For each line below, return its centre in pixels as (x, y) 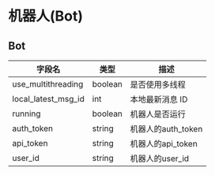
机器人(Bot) (46, 16)
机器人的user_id (160, 158)
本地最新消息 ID (159, 99)
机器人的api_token (164, 144)
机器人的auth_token (166, 129)
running (26, 114)
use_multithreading (48, 84)
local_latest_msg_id (49, 99)
